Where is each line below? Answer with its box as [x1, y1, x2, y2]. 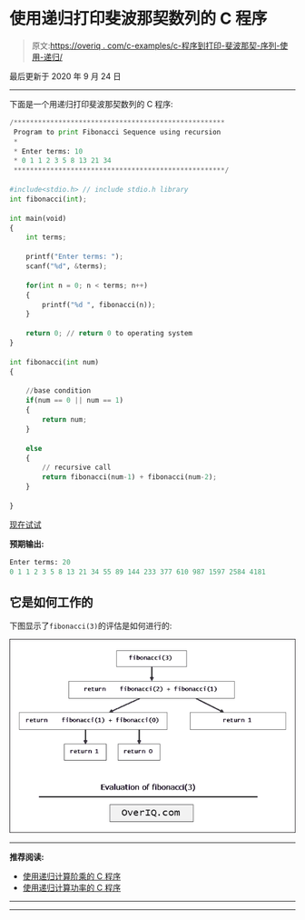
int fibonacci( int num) [9, 357, 100, 366]
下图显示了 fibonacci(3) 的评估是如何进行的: [9, 620, 172, 632]
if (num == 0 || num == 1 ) [25, 396, 124, 405]
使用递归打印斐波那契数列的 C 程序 [9, 8, 268, 29]
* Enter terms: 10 [13, 146, 84, 155]
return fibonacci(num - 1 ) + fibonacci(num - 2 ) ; [42, 473, 218, 482]
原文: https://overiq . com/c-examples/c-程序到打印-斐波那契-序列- [31, 40, 280, 51]
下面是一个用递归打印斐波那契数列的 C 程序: [9, 98, 174, 109]
